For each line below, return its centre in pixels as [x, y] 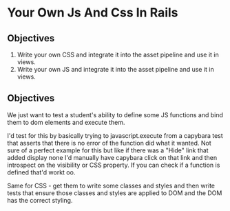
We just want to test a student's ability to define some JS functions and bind [115, 114]
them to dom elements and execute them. [66, 122]
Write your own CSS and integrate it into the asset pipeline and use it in [118, 54]
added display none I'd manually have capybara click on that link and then [112, 157]
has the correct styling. [40, 200]
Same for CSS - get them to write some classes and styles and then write [111, 185]
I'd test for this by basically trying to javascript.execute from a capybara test [115, 135]
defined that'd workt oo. [41, 172]
